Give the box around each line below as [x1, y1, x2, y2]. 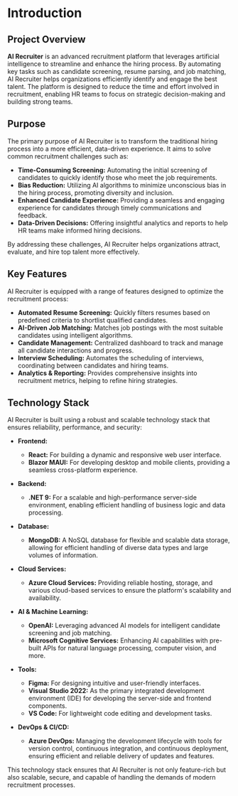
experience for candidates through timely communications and [17, 203, 202, 212]
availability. [28, 593, 62, 602]
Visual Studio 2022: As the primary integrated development [28, 687, 205, 695]
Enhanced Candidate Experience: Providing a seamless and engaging [17, 195, 225, 204]
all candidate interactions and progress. [17, 346, 134, 355]
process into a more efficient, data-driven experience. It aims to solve [7, 144, 212, 153]
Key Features [7, 268, 67, 280]
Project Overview [7, 33, 86, 45]
